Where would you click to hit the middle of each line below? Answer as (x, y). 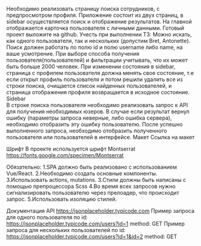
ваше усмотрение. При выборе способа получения (73, 53)
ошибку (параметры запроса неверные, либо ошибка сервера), (89, 118)
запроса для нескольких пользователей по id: (66, 230)
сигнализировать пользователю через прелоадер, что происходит (93, 193)
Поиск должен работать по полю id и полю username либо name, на (94, 47)
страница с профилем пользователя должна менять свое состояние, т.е (100, 73)
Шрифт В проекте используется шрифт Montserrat (71, 149)
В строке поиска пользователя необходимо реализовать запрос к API (97, 105)
